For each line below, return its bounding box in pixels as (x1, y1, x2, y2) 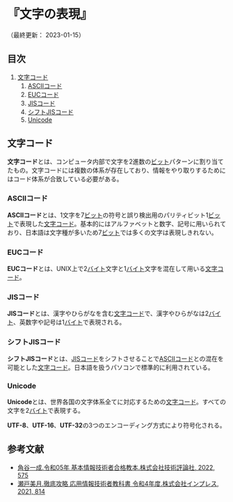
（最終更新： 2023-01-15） (7, 31, 85, 39)
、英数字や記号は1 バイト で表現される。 (13, 318, 126, 327)
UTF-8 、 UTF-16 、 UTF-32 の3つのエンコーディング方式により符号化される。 (7, 421, 226, 430)
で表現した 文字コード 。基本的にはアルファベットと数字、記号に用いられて (13, 219, 227, 228)
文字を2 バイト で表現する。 (7, 407, 85, 415)
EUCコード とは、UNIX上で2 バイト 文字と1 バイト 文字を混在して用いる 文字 (7, 265, 218, 273)
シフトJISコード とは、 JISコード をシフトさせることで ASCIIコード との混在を (7, 354, 224, 363)
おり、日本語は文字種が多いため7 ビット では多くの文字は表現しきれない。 (7, 228, 218, 237)
